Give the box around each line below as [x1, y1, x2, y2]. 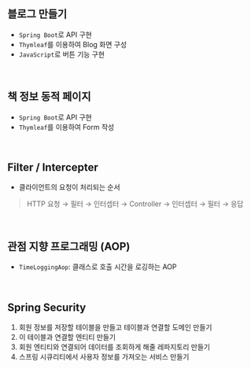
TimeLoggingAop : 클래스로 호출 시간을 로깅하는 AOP [18, 262, 178, 271]
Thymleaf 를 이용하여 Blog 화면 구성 [18, 39, 127, 49]
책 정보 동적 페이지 [7, 90, 91, 104]
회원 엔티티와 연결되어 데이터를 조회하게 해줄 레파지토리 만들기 [18, 342, 210, 352]
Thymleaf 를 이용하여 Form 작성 [18, 122, 115, 131]
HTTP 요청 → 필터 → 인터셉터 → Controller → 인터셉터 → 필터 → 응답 [26, 199, 244, 208]
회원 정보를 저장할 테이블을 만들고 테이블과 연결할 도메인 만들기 [18, 323, 212, 332]
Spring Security [7, 301, 87, 314]
